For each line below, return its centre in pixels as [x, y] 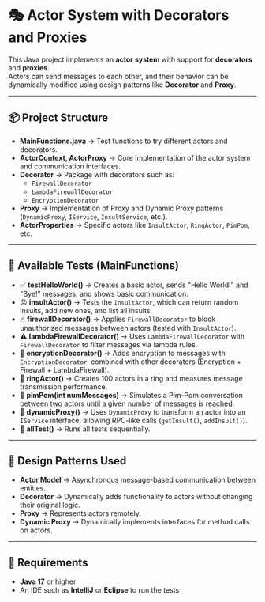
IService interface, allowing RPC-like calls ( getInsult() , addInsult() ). [133, 420]
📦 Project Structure [58, 118]
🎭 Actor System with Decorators [119, 15]
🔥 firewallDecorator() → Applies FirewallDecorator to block [118, 319]
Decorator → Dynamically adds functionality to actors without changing [136, 497]
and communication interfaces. [70, 166]
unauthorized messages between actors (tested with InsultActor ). [128, 328]
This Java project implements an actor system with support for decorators [130, 59]
